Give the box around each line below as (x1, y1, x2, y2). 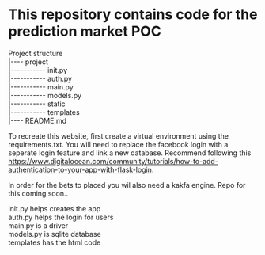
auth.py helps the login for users (8, 212, 114, 222)
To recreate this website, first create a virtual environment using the (8, 131, 229, 140)
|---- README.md (8, 116, 67, 125)
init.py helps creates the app (8, 204, 101, 213)
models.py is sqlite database (8, 229, 101, 238)
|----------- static (8, 99, 66, 108)
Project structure (8, 48, 63, 58)
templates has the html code (8, 238, 101, 247)
